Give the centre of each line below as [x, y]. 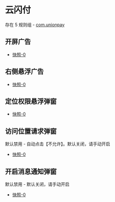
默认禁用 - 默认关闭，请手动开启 [37, 184]
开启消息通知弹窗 [31, 171]
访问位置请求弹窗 [31, 131]
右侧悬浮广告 [24, 72]
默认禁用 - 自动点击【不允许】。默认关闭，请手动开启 [58, 144]
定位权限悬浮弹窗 [31, 101]
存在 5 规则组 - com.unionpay [35, 25]
